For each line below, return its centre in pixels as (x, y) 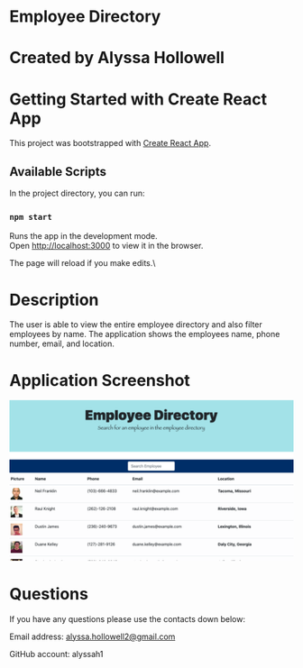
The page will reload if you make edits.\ (83, 263)
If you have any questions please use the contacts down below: (128, 618)
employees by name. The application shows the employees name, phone (145, 334)
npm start (31, 217)
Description (54, 300)
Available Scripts (58, 172)
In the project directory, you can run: (77, 193)
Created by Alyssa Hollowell (117, 58)
